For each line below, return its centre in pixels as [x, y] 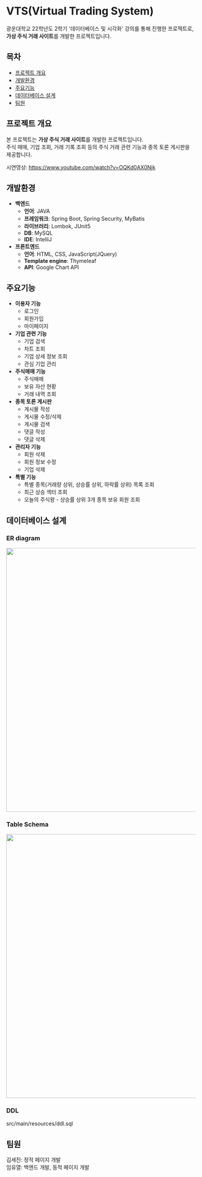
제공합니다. [19, 154]
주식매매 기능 [30, 372]
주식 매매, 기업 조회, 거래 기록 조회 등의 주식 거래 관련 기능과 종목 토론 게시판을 [98, 147]
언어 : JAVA [37, 211]
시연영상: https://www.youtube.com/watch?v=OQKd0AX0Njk [81, 167]
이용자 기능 [28, 303]
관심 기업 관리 [40, 364]
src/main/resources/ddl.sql [40, 1124]
